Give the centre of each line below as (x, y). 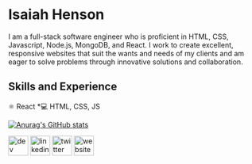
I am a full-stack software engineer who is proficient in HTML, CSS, (118, 36)
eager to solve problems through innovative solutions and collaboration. (126, 62)
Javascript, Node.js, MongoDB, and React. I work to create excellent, (121, 44)
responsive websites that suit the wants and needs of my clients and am (126, 53)
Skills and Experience (63, 87)
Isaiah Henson (56, 15)
